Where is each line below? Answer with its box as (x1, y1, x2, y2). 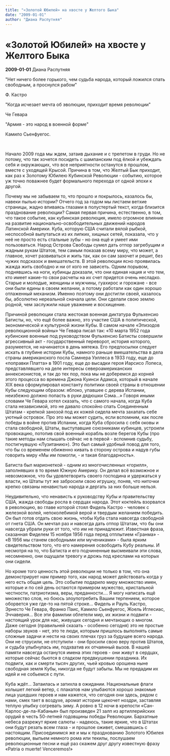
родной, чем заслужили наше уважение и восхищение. (5, 302, 126, 308)
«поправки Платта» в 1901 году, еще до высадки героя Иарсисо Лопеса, (5, 360, 163, 366)
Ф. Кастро (5, 92, 27, 98)
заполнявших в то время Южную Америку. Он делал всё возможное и (5, 467, 159, 474)
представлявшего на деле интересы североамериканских (5, 365, 133, 372)
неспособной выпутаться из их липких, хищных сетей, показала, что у (5, 231, 159, 237)
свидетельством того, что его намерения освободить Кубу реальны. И (5, 542, 160, 548)
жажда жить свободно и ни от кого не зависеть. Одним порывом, (5, 263, 149, 270)
